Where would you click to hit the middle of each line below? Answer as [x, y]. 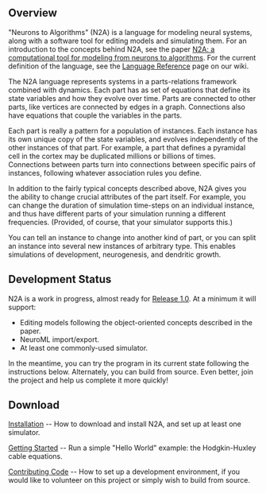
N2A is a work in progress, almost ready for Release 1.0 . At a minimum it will [132, 298]
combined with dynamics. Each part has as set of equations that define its [129, 90]
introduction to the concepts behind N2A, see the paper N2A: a [112, 49]
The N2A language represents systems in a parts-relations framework [122, 81]
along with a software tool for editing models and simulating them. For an [128, 41]
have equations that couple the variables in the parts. [95, 115]
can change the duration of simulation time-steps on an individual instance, [131, 205]
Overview [33, 13]
